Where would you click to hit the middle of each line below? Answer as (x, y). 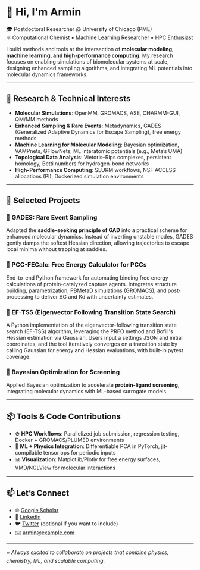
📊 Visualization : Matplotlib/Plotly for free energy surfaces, (87, 459)
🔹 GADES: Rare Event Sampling (52, 218)
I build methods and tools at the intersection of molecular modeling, (90, 49)
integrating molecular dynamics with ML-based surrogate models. (87, 392)
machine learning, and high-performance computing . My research (90, 55)
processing (20, 296)
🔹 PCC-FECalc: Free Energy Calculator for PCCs (76, 265)
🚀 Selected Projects (43, 201)
